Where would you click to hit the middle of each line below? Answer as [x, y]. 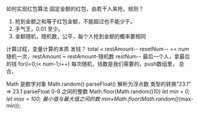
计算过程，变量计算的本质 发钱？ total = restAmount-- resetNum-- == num [98, 49]
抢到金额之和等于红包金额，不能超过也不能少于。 [75, 21]
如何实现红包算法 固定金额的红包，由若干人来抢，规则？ [75, 9]
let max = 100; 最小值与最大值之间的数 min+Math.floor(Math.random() [93, 99]
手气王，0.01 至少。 [39, 29]
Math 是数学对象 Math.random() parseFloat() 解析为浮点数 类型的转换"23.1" [99, 84]
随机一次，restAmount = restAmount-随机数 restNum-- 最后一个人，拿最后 [98, 56]
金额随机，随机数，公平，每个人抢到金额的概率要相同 [80, 36]
